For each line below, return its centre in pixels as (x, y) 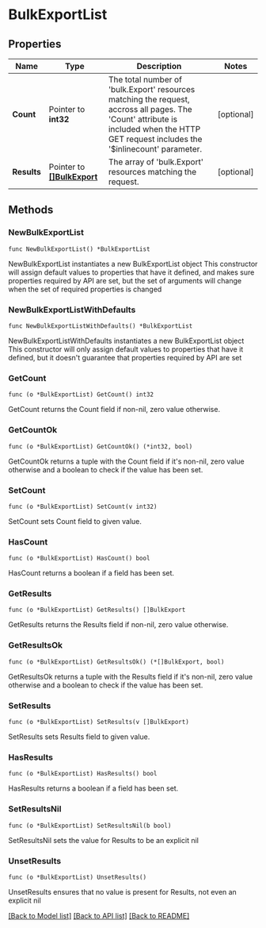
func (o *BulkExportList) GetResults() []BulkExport (97, 610)
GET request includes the (155, 139)
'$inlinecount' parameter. (155, 149)
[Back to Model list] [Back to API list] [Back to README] (99, 915)
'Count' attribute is (143, 119)
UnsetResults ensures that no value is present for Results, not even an (123, 891)
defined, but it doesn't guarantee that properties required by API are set (125, 357)
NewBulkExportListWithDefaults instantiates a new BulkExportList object (126, 341)
